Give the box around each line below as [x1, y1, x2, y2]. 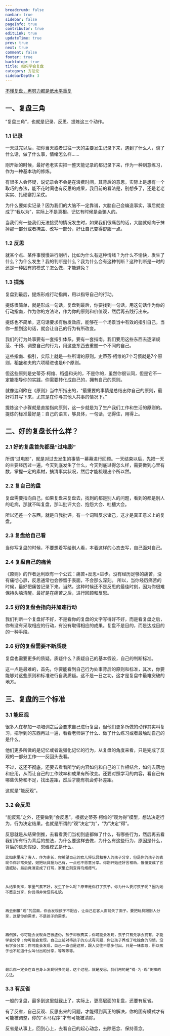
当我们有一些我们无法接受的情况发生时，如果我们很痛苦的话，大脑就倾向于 [5, 219, 160, 225]
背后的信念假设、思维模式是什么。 [5, 844, 76, 850]
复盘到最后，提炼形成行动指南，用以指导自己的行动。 [5, 291, 116, 297]
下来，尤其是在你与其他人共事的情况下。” [22, 393, 107, 400]
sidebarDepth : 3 [5, 73, 39, 78]
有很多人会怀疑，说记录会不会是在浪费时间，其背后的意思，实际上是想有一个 [5, 179, 165, 185]
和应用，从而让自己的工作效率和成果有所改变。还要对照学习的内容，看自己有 [5, 770, 165, 777]
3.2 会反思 [5, 802, 30, 809]
